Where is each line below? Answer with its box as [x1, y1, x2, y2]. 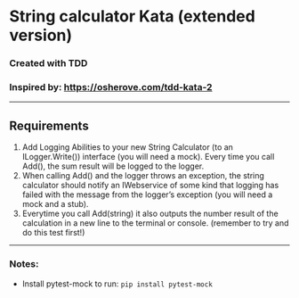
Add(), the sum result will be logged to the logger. [21, 161, 205, 171]
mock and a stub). [21, 199, 89, 210]
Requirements [9, 118, 89, 133]
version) [9, 25, 73, 46]
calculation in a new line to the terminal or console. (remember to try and [21, 218, 289, 228]
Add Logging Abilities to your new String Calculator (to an [21, 142, 234, 153]
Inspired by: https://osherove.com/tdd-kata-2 [9, 81, 213, 94]
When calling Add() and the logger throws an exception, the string [21, 170, 265, 181]
